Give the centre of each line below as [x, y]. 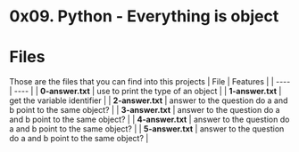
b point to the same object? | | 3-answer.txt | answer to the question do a [145, 110]
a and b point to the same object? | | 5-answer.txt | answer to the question [147, 129]
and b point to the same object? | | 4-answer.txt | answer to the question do [149, 120]
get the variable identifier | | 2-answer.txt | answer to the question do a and [149, 100]
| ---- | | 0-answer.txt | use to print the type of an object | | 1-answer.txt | [145, 92]
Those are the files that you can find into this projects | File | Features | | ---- [150, 82]
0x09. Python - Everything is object [144, 16]
